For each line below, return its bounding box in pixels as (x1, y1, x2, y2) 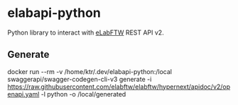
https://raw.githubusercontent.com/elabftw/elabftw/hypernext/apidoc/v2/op (7, 82, 231, 91)
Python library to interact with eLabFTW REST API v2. (7, 28, 165, 37)
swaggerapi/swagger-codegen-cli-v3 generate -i (7, 75, 152, 83)
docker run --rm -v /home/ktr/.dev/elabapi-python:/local (7, 67, 173, 75)
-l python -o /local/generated (40, 89, 126, 98)
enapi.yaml (7, 89, 40, 98)
